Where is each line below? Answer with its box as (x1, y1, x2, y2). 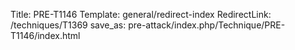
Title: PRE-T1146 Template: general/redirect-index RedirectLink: (10, 9, 272, 20)
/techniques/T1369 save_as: (10, 19, 127, 31)
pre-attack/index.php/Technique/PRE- (128, 19, 286, 31)
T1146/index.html (10, 30, 81, 41)
